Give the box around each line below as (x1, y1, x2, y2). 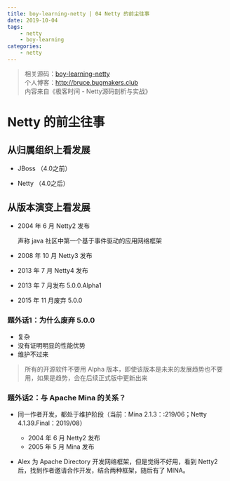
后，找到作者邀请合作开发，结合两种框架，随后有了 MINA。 (17, 466, 189, 475)
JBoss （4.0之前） (17, 164, 72, 172)
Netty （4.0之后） (17, 179, 69, 187)
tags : (7, 23, 23, 30)
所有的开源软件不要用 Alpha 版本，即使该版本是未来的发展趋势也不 (24, 365, 217, 373)
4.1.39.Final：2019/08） (17, 419, 86, 428)
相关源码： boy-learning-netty (24, 69, 110, 78)
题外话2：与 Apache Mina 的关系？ (7, 393, 126, 402)
